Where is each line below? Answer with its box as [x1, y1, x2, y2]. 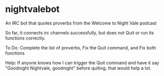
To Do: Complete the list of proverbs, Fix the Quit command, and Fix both [5, 44, 156, 50]
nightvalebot [5, 3, 60, 15]
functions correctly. [5, 35, 46, 41]
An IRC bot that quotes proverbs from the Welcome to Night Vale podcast [5, 20, 157, 26]
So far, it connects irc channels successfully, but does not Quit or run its [5, 29, 154, 35]
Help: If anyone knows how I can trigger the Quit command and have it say [5, 59, 159, 65]
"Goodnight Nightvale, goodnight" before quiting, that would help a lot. [5, 65, 151, 71]
